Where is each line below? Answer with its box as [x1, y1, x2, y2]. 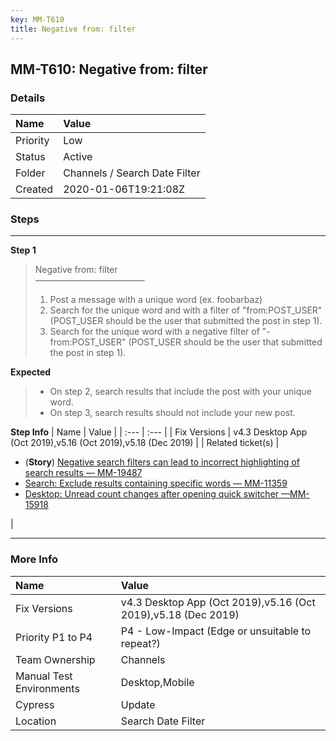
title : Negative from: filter [10, 24, 137, 34]
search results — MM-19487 [24, 467, 143, 479]
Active [63, 150, 93, 164]
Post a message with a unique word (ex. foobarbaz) [49, 294, 263, 306]
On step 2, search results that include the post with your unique [49, 386, 312, 398]
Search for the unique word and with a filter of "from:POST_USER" [49, 304, 323, 316]
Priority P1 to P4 [15, 630, 93, 644]
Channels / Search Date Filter [63, 166, 201, 180]
